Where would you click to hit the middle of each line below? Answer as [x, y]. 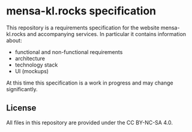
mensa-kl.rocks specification [81, 11]
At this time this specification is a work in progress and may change [90, 83]
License [21, 108]
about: [14, 40]
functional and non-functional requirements [69, 52]
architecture [30, 58]
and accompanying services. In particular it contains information [106, 34]
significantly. [22, 89]
